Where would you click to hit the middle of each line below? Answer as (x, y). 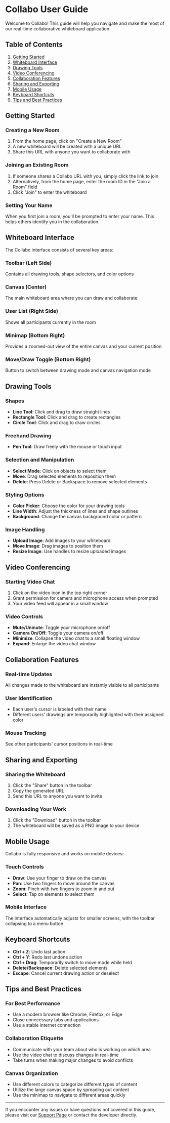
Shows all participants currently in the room (51, 322)
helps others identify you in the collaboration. (52, 222)
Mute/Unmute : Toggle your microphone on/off (61, 628)
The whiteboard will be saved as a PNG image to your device (76, 825)
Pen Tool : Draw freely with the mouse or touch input (67, 447)
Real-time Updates (29, 674)
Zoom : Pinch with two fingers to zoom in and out (63, 889)
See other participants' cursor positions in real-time (59, 744)
